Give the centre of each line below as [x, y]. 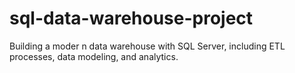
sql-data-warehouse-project [131, 18]
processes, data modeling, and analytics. [94, 56]
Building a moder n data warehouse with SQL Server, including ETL [147, 46]
